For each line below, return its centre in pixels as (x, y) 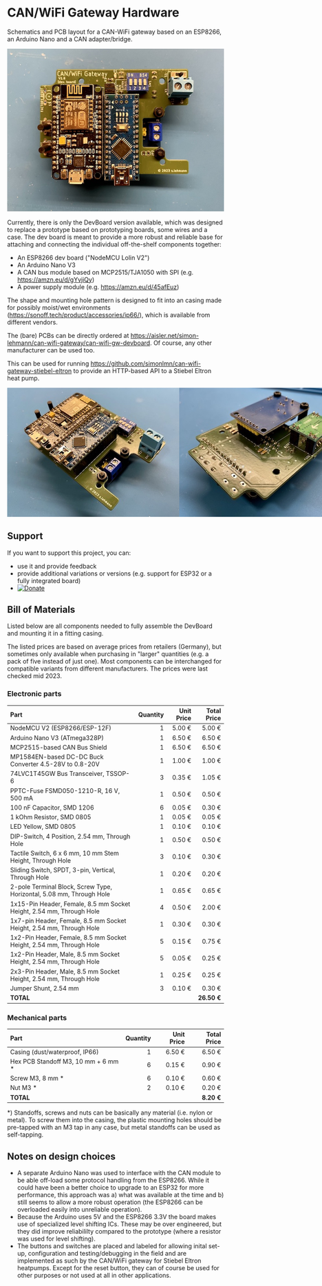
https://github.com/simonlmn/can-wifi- (146, 363)
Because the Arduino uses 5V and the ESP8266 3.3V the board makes (117, 1217)
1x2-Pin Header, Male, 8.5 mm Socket (65, 954)
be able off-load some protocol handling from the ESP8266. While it (113, 1180)
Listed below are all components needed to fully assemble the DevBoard (110, 626)
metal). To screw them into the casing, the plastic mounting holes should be (115, 1120)
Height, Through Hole (40, 860)
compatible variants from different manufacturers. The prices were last (108, 668)
